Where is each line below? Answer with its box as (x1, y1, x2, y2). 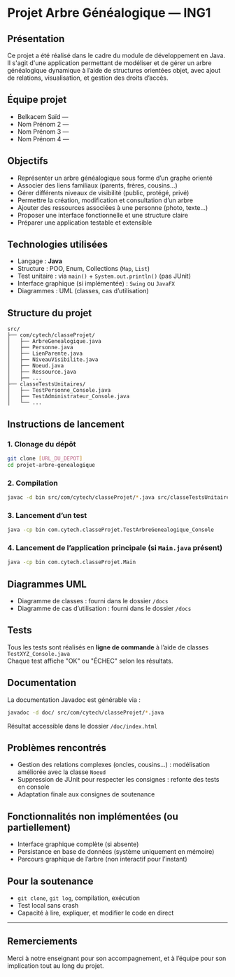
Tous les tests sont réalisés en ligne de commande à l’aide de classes (7, 642, 209, 652)
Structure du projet (7, 307, 92, 319)
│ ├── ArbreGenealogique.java (7, 338, 101, 345)
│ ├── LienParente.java (7, 350, 83, 358)
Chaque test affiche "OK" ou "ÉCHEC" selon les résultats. (7, 656, 173, 665)
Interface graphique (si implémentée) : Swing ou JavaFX (17, 279, 175, 288)
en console (17, 782, 50, 792)
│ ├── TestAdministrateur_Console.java (7, 393, 130, 400)
